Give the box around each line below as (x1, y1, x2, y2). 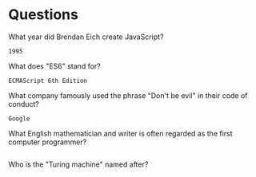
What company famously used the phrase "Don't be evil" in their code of (8, 90, 248, 100)
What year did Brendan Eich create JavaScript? (8, 32, 164, 41)
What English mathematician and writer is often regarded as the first (8, 128, 234, 138)
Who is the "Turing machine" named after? (8, 159, 149, 169)
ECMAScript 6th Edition (8, 77, 88, 85)
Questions (8, 6, 78, 24)
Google (8, 114, 30, 123)
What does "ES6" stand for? (8, 61, 102, 71)
